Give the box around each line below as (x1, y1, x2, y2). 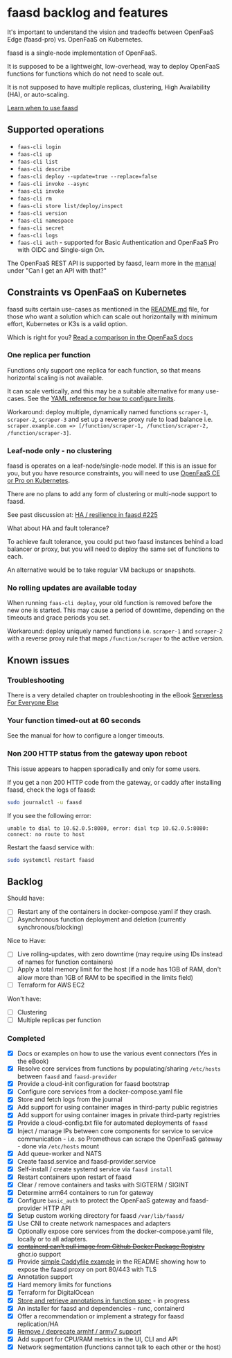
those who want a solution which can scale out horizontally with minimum (7, 312, 217, 321)
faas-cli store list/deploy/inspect (17, 203, 123, 210)
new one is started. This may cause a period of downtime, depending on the (7, 606, 225, 615)
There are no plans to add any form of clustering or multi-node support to (7, 490, 217, 498)
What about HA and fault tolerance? (7, 524, 109, 532)
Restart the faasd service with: (7, 843, 95, 851)
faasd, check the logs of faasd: (7, 786, 96, 794)
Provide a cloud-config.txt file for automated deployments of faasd (17, 1119, 208, 1127)
